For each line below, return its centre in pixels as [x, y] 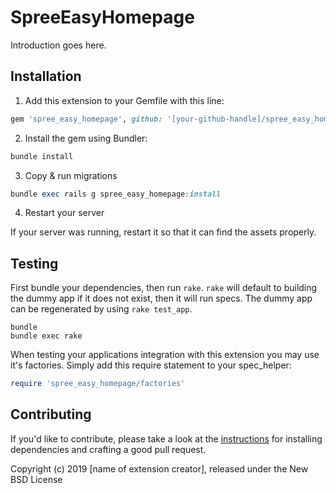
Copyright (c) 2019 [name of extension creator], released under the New [159, 468]
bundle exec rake [46, 336]
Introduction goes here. [58, 45]
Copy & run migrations [71, 175]
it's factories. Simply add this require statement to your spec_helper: [151, 365]
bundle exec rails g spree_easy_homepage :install [116, 194]
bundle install [42, 156]
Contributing [51, 414]
